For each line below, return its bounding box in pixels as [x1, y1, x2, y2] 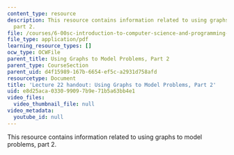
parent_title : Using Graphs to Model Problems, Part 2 [7, 56, 170, 63]
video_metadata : [7, 107, 54, 114]
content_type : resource [7, 10, 77, 17]
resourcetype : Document [7, 74, 77, 82]
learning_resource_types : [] [7, 42, 92, 49]
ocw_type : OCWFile [7, 49, 61, 56]
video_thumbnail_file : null [13, 101, 95, 108]
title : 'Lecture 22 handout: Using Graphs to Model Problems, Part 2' [7, 81, 217, 88]
